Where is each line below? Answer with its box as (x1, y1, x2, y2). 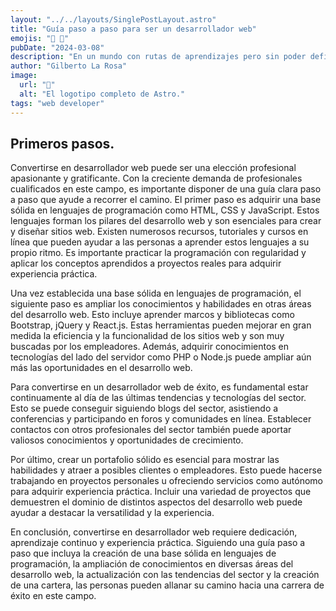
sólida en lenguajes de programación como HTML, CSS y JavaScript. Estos (10, 204, 320, 216)
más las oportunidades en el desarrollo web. (10, 362, 193, 374)
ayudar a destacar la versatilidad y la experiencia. (10, 507, 215, 519)
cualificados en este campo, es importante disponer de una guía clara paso (10, 183, 322, 195)
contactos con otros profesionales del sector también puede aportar (10, 424, 292, 436)
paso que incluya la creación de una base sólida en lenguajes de (10, 547, 277, 560)
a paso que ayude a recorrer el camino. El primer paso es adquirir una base (10, 194, 322, 206)
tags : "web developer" (10, 98, 105, 108)
